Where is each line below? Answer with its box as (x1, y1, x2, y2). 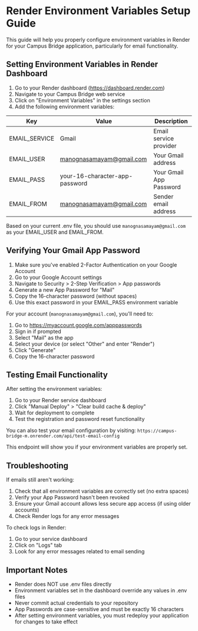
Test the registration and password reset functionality (14, 416, 145, 423)
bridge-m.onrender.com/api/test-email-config (6, 433, 120, 439)
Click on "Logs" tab (14, 542, 62, 549)
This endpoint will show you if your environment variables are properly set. (6, 443, 187, 451)
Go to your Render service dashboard (14, 397, 107, 404)
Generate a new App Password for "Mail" (14, 286, 115, 293)
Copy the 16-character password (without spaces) (14, 293, 137, 300)
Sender (153, 192, 174, 201)
